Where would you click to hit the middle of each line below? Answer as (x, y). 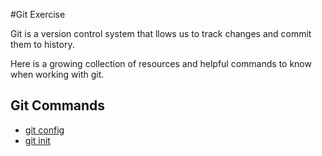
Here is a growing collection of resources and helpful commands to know (161, 63)
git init (37, 140)
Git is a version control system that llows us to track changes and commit (161, 33)
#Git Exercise (38, 14)
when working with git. (57, 74)
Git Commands (58, 105)
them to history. (42, 44)
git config (44, 130)
